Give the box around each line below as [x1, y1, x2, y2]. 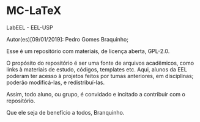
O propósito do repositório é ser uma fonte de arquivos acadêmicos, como [6, 59, 194, 66]
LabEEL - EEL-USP [6, 24, 53, 31]
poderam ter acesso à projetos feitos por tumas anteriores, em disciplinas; [6, 72, 194, 79]
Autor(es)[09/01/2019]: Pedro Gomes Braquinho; [6, 35, 128, 43]
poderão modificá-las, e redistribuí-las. [6, 79, 105, 86]
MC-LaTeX [6, 4, 62, 18]
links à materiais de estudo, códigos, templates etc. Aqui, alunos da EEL [6, 65, 188, 73]
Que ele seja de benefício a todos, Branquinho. [6, 109, 125, 116]
